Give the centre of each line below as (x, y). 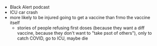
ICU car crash (24, 12)
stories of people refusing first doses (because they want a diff (81, 28)
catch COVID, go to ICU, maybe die (52, 38)
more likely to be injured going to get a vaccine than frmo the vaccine (80, 17)
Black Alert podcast (30, 7)
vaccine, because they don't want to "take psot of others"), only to (84, 33)
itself (15, 23)
